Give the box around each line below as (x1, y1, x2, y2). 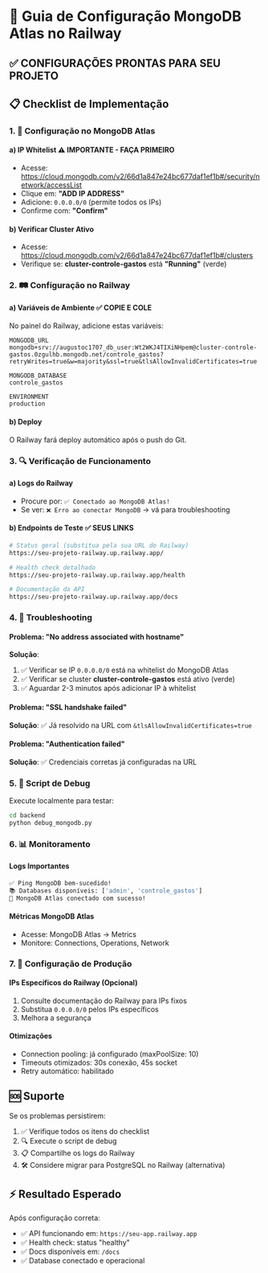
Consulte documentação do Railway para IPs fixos (20, 996, 188, 1005)
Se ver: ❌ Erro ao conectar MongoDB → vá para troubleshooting (20, 504, 231, 514)
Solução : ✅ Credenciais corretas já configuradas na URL (9, 757, 197, 766)
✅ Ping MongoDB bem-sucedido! (9, 879, 112, 887)
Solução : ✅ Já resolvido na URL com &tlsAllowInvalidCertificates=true (9, 720, 252, 730)
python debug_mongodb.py (9, 819, 92, 827)
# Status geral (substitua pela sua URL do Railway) (9, 541, 189, 549)
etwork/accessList (20, 180, 83, 190)
